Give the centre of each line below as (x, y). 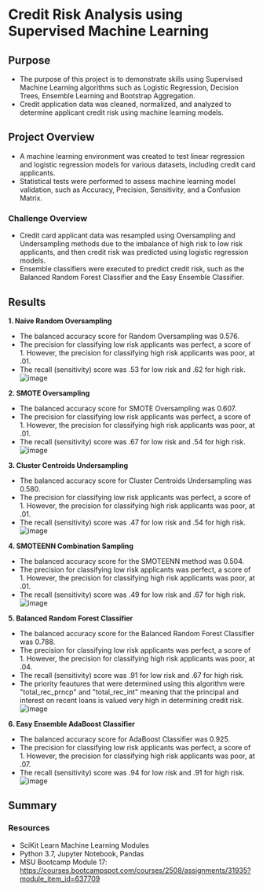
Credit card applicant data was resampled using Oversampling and (127, 236)
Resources (29, 828)
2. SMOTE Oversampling (49, 393)
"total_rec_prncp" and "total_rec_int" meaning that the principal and (129, 692)
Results (27, 302)
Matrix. (31, 197)
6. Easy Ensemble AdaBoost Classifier (71, 723)
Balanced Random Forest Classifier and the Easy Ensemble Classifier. (132, 278)
